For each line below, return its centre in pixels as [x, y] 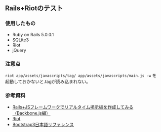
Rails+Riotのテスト [34, 8]
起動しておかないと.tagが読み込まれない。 [48, 81]
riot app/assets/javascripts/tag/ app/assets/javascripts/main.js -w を [81, 75]
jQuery [19, 50]
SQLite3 [20, 40]
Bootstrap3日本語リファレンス [43, 125]
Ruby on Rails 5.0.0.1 [33, 34]
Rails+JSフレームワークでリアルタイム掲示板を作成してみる [73, 107]
